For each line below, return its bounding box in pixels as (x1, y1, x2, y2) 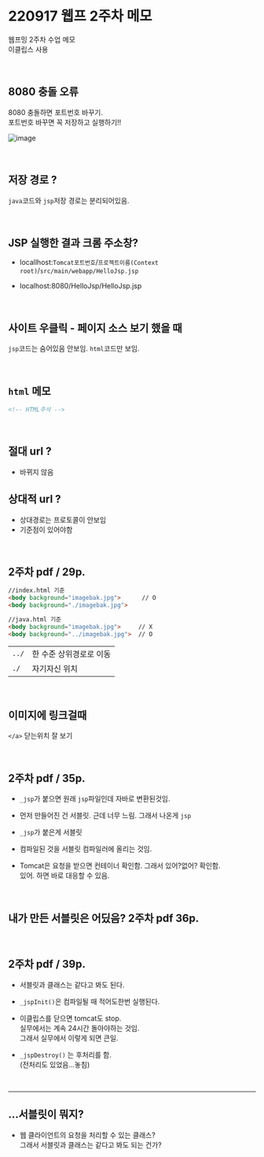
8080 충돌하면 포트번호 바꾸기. (8, 107, 104, 117)
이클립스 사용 (8, 44, 49, 54)
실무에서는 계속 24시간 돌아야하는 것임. (19, 1023, 140, 1032)
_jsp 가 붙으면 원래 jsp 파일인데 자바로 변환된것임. (19, 794, 170, 804)
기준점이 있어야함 (19, 525, 73, 534)
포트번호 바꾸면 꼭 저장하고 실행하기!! (8, 117, 122, 127)
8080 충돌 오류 (8, 85, 79, 99)
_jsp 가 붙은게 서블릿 (19, 828, 82, 837)
